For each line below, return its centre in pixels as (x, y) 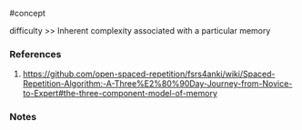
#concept (27, 13)
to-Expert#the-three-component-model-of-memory (120, 94)
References (35, 54)
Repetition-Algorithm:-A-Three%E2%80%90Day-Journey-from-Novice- (157, 84)
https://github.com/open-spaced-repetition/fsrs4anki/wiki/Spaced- (149, 74)
